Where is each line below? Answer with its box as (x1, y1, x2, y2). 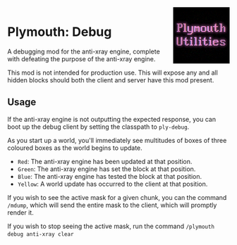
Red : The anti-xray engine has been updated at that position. (17, 157, 193, 165)
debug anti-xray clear (7, 230, 74, 238)
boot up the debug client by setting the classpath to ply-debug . (7, 122, 190, 131)
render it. (7, 208, 34, 217)
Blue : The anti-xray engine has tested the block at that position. (17, 172, 202, 180)
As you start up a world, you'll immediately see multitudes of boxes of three (7, 136, 227, 144)
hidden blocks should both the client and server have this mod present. (7, 75, 214, 84)
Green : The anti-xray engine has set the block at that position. (17, 165, 196, 173)
